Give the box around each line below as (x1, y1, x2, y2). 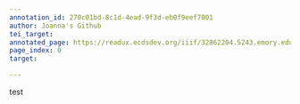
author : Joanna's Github (9, 21, 102, 30)
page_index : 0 (9, 46, 62, 55)
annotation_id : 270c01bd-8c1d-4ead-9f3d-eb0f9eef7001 (9, 12, 214, 22)
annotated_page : (9, 37, 70, 47)
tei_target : (9, 29, 54, 38)
